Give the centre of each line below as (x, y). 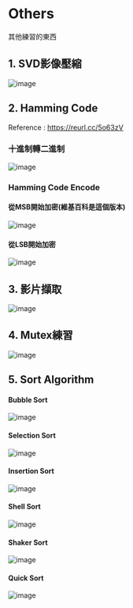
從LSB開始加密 (32, 244)
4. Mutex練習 (41, 335)
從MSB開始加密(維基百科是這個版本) (67, 207)
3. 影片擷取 (35, 289)
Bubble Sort (28, 400)
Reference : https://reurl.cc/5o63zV (66, 127)
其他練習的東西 (32, 36)
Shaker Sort (28, 542)
